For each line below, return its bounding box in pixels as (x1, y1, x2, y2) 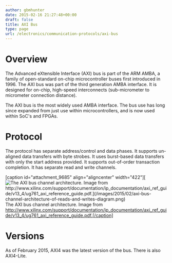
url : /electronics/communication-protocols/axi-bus (5, 31, 118, 36)
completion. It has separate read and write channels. (5, 164, 117, 170)
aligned (5, 153, 22, 159)
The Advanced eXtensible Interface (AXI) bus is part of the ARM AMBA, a (5, 70, 160, 76)
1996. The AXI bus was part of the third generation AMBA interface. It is (5, 81, 157, 87)
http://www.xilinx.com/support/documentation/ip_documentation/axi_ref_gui (5, 207, 167, 213)
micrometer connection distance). (5, 92, 77, 98)
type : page (5, 27, 29, 32)
